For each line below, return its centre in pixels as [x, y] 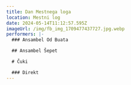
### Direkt [25, 72]
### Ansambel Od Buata [40, 40]
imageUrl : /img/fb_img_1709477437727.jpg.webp [65, 29]
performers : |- [25, 34]
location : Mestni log [33, 17]
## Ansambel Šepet [35, 51]
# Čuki [20, 61]
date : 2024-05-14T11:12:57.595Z [47, 23]
